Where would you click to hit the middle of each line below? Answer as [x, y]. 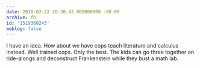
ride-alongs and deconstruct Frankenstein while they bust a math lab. [92, 58]
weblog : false [24, 29]
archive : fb [21, 17]
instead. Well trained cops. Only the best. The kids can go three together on [100, 52]
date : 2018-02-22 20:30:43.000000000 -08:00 [63, 12]
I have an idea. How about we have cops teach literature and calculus [92, 46]
